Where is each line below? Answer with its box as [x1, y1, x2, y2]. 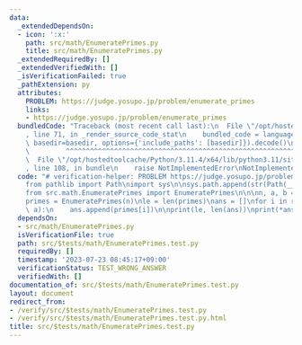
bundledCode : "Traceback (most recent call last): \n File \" [17, 122, 255, 131]
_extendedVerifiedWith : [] [17, 64, 119, 73]
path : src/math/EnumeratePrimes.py [25, 38, 159, 48]
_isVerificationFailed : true [17, 72, 127, 81]
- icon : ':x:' [17, 30, 70, 39]
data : [9, 13, 30, 22]
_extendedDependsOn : [17, 22, 94, 31]
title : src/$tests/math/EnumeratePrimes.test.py [9, 323, 195, 332]
